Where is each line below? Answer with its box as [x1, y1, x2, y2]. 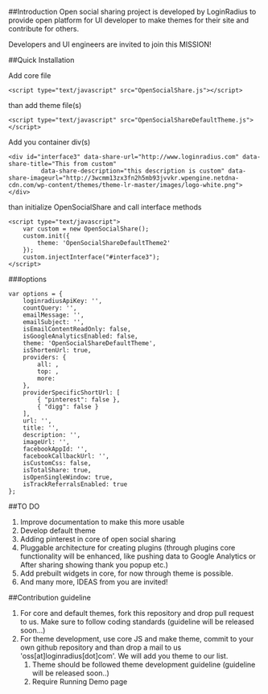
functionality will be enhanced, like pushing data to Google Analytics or [19, 551, 256, 561]
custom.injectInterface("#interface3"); [23, 253, 160, 261]
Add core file [8, 71, 52, 80]
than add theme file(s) [8, 101, 82, 110]
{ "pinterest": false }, [37, 396, 121, 404]
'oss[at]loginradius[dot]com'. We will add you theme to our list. [19, 651, 229, 660]
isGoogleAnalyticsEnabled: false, [23, 332, 138, 340]
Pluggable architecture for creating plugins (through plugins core [19, 543, 236, 552]
